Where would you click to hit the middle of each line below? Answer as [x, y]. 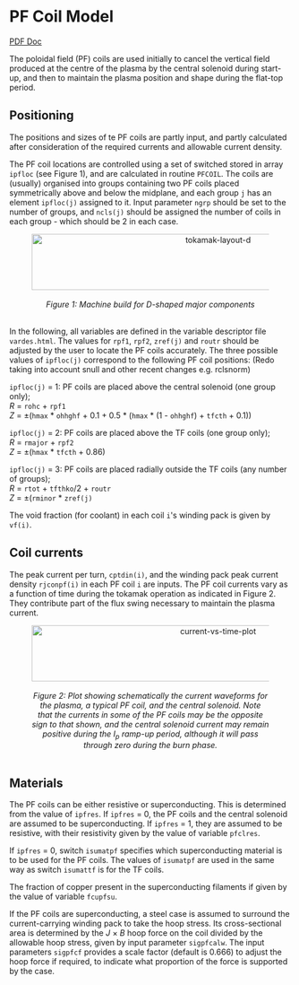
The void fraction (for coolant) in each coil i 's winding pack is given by [140, 515]
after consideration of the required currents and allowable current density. [146, 146]
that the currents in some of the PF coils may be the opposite [150, 714]
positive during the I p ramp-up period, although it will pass [150, 735]
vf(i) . [21, 524]
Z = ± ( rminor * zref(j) [51, 497]
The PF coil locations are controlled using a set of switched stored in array [146, 164]
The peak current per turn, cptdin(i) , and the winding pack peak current [144, 574]
